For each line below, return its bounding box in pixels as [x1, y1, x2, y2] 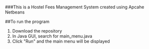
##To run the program [5, 19, 50, 24]
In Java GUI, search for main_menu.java [12, 33, 93, 39]
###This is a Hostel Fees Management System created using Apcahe [5, 4, 145, 10]
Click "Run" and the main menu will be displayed [12, 38, 110, 44]
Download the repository [12, 28, 63, 33]
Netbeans [5, 9, 25, 15]
